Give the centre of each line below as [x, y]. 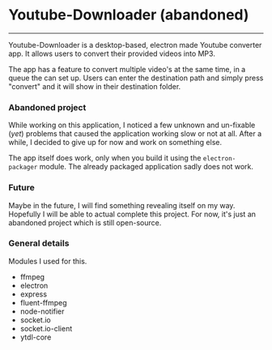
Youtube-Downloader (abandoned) [129, 15]
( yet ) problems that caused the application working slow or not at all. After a [135, 134]
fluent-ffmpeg [43, 302]
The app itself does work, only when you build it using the [105, 158]
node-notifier [42, 311]
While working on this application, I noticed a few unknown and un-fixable [132, 125]
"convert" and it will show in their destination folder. [95, 86]
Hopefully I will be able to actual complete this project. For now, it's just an [132, 214]
